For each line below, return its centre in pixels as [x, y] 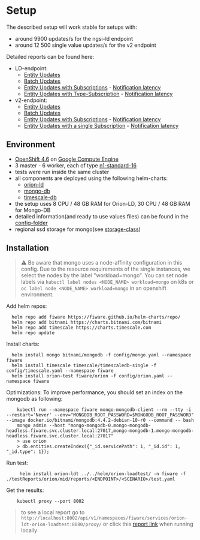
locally [29, 530]
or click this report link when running [148, 524]
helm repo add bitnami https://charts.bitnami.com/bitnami [87, 322]
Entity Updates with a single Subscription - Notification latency [101, 125]
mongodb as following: [34, 398]
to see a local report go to [53, 512]
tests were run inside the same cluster [62, 172]
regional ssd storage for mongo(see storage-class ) [78, 229]
